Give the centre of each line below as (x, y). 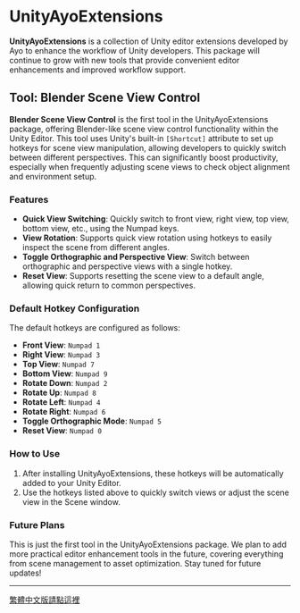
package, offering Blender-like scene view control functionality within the (144, 129)
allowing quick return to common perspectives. (109, 286)
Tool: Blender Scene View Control (105, 98)
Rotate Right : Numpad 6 (64, 412)
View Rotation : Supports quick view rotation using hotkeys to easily (147, 238)
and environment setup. (53, 176)
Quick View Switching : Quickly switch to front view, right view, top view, (156, 219)
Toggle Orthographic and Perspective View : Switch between (136, 257)
